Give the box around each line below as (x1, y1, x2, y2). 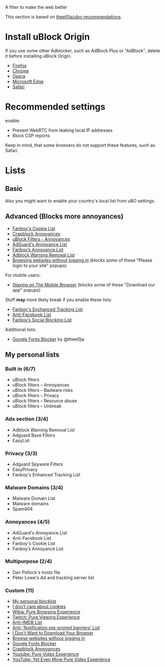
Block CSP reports (12, 132, 50, 138)
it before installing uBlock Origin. (5, 53, 72, 59)
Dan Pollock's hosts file (12, 569, 60, 575)
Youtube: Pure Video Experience (12, 651, 79, 657)
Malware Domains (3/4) (5, 484, 63, 491)
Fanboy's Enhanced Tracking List (12, 472, 81, 477)
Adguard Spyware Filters (12, 461, 63, 467)
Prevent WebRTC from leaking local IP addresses (12, 127, 113, 133)
